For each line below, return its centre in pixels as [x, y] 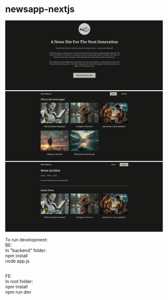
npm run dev [18, 292]
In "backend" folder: [26, 250]
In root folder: [19, 281]
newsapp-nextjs [40, 9]
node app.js [17, 261]
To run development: [26, 240]
